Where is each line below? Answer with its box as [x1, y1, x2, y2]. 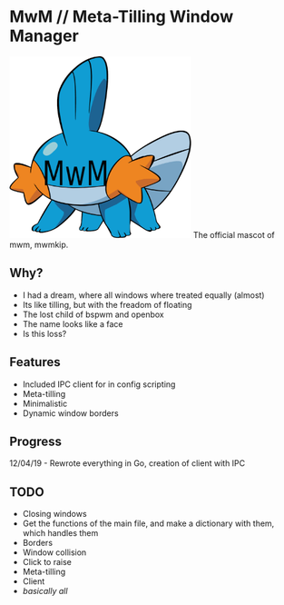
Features [9, 354, 61, 370]
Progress [9, 433, 62, 449]
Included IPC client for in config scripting [22, 379, 176, 390]
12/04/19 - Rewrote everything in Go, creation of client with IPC [9, 458, 246, 469]
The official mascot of [192, 229, 275, 240]
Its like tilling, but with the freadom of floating [22, 299, 192, 310]
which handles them [22, 528, 99, 539]
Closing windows [22, 509, 88, 520]
